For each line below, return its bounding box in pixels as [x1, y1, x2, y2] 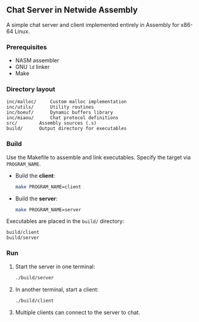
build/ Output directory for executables [6, 125, 127, 132]
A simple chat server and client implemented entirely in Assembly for [6, 21, 179, 28]
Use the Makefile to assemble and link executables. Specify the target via [6, 153, 191, 161]
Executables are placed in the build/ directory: [6, 218, 125, 225]
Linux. [14, 27, 31, 35]
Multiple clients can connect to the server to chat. [15, 309, 140, 316]
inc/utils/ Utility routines [6, 104, 95, 111]
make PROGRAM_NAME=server [15, 207, 81, 213]
